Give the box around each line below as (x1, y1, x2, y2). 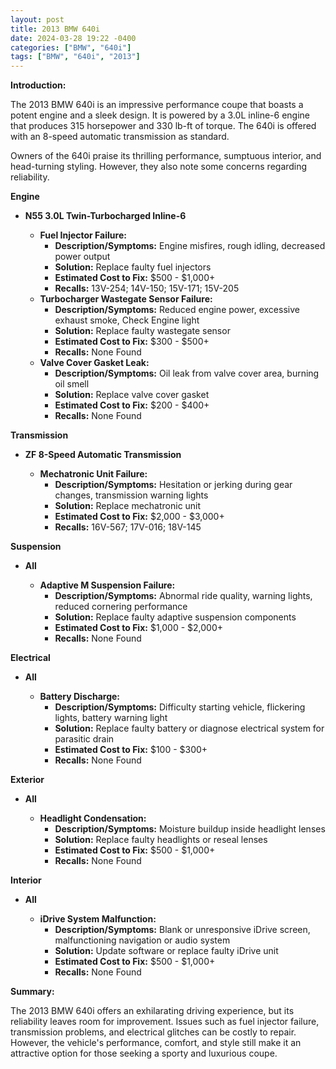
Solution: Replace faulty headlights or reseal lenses (54, 834, 268, 846)
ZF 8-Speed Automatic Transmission (24, 449, 182, 461)
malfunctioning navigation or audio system (54, 934, 231, 946)
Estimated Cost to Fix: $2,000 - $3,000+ (54, 511, 225, 523)
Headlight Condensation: (39, 812, 147, 825)
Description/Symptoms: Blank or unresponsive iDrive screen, (54, 924, 311, 936)
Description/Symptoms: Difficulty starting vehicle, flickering (54, 701, 306, 713)
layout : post (10, 14, 65, 25)
